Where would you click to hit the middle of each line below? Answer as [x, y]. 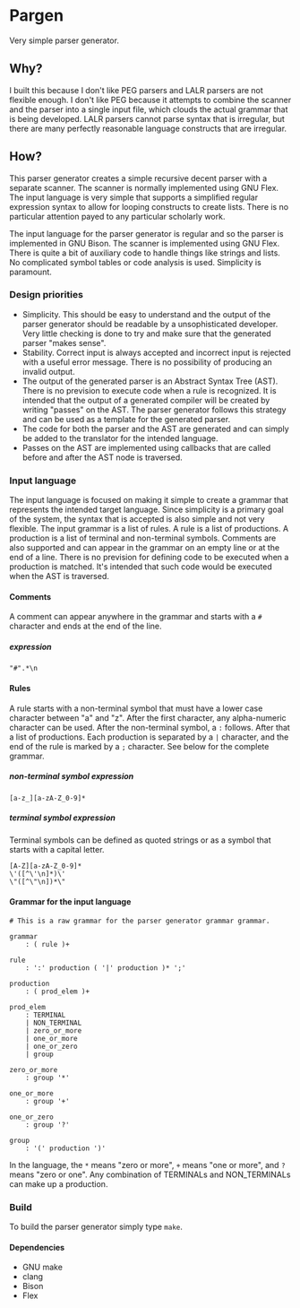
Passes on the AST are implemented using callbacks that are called [146, 447]
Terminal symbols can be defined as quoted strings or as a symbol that [140, 840]
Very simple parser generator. [64, 40]
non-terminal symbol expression [72, 776]
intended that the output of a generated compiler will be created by [146, 400]
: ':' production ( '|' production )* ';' [106, 968]
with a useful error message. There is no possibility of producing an [147, 362]
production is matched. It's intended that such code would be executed [141, 567]
